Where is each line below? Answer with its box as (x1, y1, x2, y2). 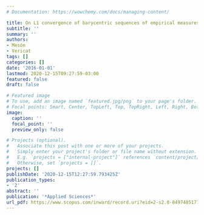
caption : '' (12, 115, 42, 121)
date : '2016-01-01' (6, 65, 56, 71)
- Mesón (6, 42, 26, 48)
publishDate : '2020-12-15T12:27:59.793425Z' (6, 171, 121, 177)
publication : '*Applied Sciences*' (6, 194, 97, 200)
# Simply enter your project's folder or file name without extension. (6, 149, 197, 155)
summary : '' (6, 31, 36, 37)
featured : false (6, 76, 47, 82)
